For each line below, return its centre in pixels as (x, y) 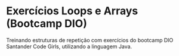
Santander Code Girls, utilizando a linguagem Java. (69, 46)
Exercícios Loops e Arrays (72, 11)
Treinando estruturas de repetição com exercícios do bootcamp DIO (90, 40)
